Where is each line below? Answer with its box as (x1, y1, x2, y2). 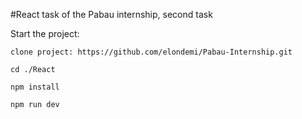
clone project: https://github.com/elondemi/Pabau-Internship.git (10, 47, 293, 57)
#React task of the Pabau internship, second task (10, 9, 213, 20)
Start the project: (10, 28, 80, 39)
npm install (10, 82, 60, 92)
